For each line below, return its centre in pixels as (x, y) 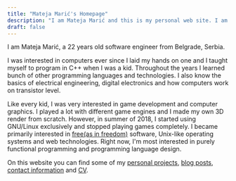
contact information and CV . (48, 170)
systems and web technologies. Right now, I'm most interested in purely (111, 142)
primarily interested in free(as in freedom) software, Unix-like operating (111, 134)
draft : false (26, 27)
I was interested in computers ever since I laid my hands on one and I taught (118, 61)
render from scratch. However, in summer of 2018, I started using (102, 119)
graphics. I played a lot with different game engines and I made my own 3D (116, 112)
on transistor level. (34, 90)
